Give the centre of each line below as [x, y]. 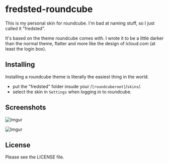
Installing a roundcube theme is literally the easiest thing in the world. [77, 77]
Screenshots [26, 108]
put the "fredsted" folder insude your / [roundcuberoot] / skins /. [77, 86]
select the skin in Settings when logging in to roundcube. [72, 92]
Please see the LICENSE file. [35, 157]
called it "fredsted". [25, 28]
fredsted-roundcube [49, 9]
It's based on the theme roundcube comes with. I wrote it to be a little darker [84, 38]
